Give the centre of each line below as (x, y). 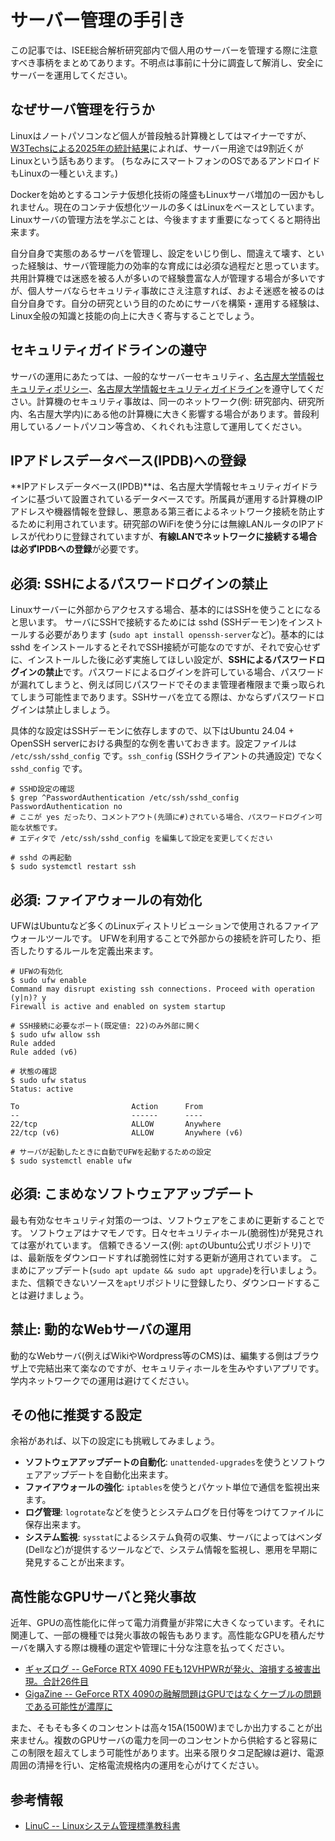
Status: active (42, 1089)
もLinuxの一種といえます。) (64, 173)
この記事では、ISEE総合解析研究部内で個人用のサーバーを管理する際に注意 (164, 50)
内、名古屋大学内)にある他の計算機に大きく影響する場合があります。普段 (160, 413)
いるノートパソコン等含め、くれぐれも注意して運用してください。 (172, 426)
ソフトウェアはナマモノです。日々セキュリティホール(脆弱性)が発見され (176, 1232)
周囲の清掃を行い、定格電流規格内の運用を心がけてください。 (137, 1765)
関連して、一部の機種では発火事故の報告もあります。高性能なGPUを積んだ (163, 1635)
